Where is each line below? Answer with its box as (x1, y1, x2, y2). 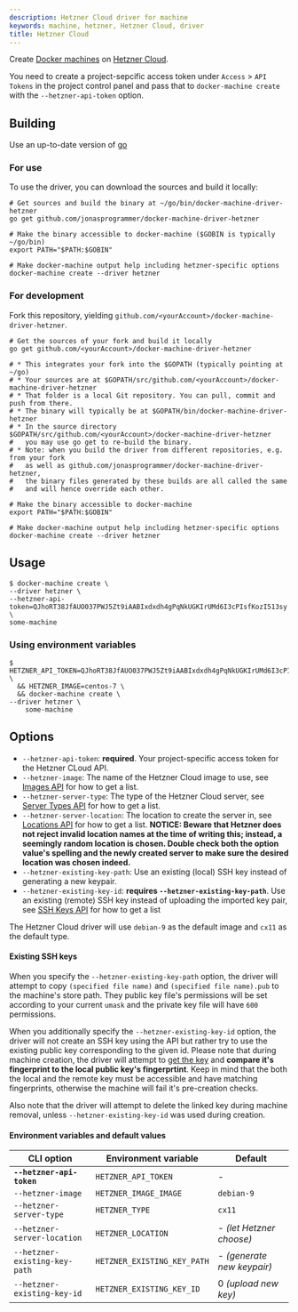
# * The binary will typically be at (9, 406, 149, 415)
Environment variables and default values (9, 1130, 167, 1140)
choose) (217, 1233, 253, 1245)
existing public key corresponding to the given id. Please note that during (9, 1044, 277, 1055)
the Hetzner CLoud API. (21, 762, 109, 773)
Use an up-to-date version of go (9, 140, 128, 150)
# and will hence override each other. (9, 484, 165, 494)
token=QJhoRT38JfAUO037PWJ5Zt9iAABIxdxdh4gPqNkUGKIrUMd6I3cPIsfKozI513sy (9, 602, 288, 611)
